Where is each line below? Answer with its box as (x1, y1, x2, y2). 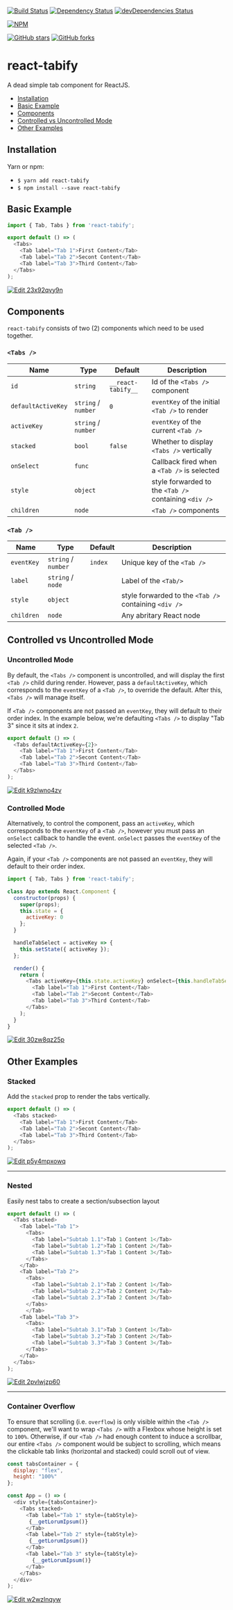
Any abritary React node (121, 610, 201, 620)
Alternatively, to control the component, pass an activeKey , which (7, 819, 195, 828)
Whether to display (151, 436, 214, 446)
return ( (19, 971, 45, 978)
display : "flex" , (13, 1467, 64, 1474)
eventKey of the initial (151, 397, 221, 406)
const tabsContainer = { (7, 1460, 79, 1468)
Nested (7, 1181, 33, 1191)
